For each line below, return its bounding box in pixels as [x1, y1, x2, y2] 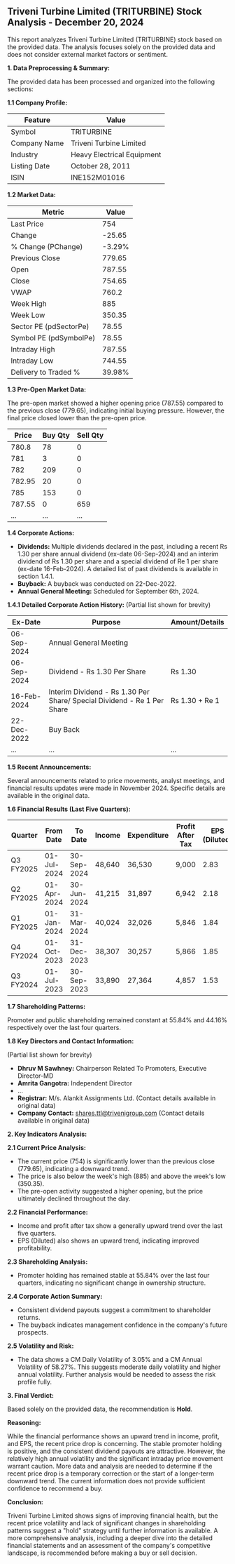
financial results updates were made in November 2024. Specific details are [7, 784, 226, 792]
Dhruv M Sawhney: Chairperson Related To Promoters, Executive [17, 1064, 207, 1072]
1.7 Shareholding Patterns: [7, 1002, 86, 1010]
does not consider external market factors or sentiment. [7, 50, 168, 58]
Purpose [92, 617, 121, 627]
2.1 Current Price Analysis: [7, 1143, 86, 1151]
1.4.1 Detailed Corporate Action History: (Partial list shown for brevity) [7, 600, 211, 609]
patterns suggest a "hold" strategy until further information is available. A [7, 1526, 218, 1535]
